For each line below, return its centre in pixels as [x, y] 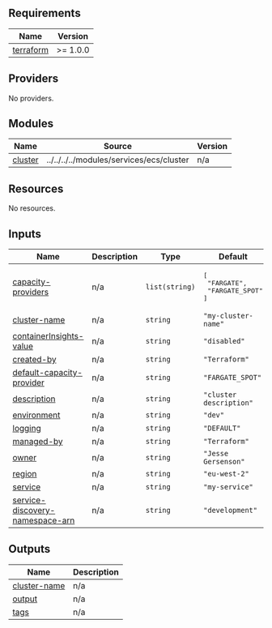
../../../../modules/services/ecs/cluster [118, 160]
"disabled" [224, 341]
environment [36, 415]
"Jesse [216, 454]
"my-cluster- [228, 316]
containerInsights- [48, 336]
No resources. [32, 208]
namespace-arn [44, 520]
